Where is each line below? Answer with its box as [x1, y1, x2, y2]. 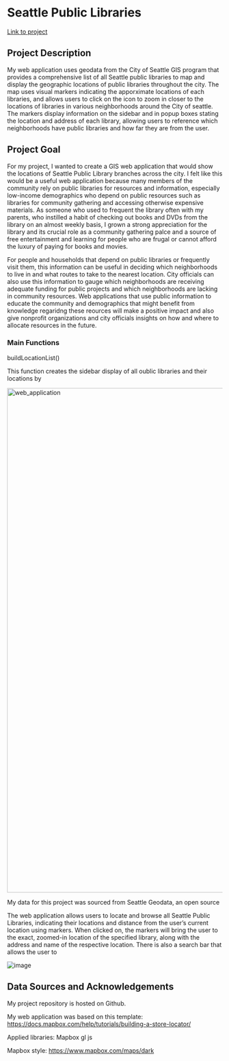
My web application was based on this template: [7, 1012, 144, 1021]
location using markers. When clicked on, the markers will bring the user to [7, 926, 219, 934]
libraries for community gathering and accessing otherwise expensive [7, 198, 204, 206]
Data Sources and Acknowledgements [7, 981, 174, 992]
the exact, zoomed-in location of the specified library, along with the [7, 933, 200, 941]
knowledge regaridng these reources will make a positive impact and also [7, 307, 214, 315]
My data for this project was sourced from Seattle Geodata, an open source [7, 898, 220, 906]
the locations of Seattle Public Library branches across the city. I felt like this [7, 169, 223, 178]
